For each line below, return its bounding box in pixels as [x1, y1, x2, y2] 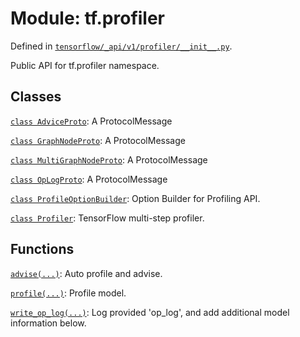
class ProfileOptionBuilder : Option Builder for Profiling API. [10, 192, 261, 204]
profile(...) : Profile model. [10, 287, 127, 299]
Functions [10, 241, 75, 258]
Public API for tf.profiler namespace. [10, 59, 160, 71]
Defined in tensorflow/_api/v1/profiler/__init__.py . [10, 40, 233, 52]
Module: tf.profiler [10, 7, 166, 30]
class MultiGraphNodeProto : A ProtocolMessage [10, 153, 208, 166]
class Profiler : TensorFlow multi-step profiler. [10, 212, 205, 224]
